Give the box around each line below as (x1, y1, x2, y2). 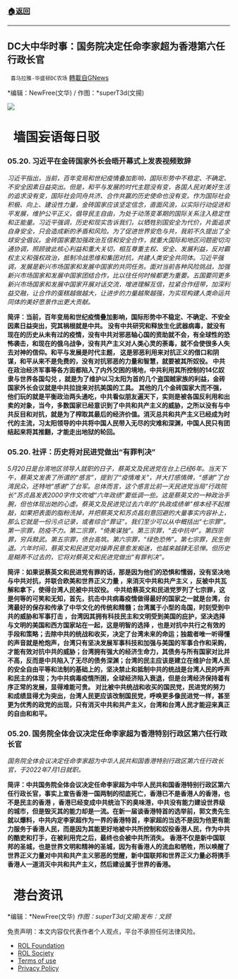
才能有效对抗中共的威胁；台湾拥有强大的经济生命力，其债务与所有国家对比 (7, 647, 224, 656)
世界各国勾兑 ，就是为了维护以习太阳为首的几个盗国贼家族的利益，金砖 (19, 374, 226, 383)
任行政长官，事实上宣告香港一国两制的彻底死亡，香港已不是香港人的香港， (7, 789, 224, 798)
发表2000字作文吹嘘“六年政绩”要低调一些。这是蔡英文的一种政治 (35, 490, 224, 499)
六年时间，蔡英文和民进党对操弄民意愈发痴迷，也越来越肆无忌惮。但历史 (19, 543, 230, 552)
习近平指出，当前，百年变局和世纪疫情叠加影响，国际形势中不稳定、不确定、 (7, 173, 230, 182)
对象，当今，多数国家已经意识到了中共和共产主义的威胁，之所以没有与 (19, 401, 224, 410)
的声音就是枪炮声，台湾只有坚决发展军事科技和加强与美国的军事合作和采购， (7, 638, 230, 647)
